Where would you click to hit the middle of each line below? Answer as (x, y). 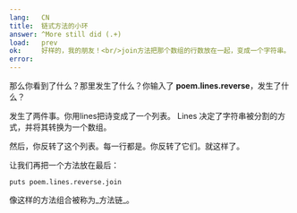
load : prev (34, 43)
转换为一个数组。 (80, 127)
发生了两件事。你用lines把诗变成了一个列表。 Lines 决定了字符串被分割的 (144, 116)
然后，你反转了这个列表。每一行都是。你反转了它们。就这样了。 (127, 146)
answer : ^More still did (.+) (66, 34)
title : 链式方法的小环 (49, 26)
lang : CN (30, 17)
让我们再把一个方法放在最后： (64, 165)
